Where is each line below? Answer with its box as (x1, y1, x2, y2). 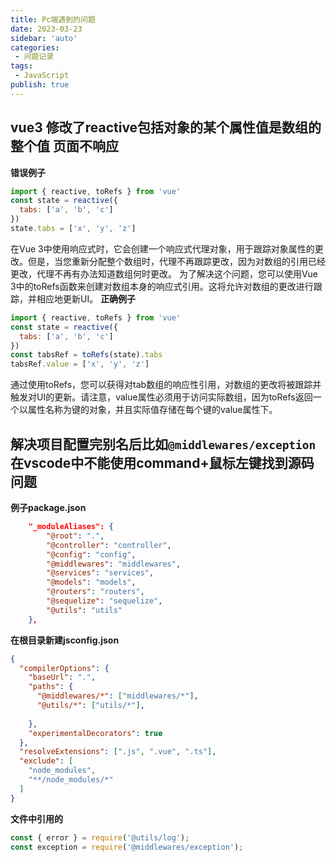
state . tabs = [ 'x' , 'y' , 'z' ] (10, 224, 137, 234)
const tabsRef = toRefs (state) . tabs (10, 350, 163, 360)
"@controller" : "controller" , (46, 540, 172, 550)
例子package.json (10, 502, 87, 513)
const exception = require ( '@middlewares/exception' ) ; (10, 842, 244, 852)
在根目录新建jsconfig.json (10, 634, 120, 646)
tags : (10, 61, 33, 71)
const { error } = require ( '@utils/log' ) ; (10, 832, 190, 843)
